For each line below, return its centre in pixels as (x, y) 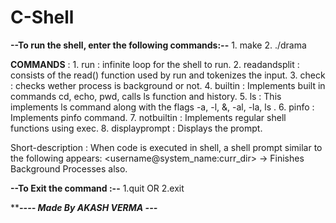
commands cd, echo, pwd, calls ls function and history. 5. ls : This (146, 96)
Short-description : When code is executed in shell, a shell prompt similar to (166, 147)
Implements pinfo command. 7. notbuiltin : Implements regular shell (148, 117)
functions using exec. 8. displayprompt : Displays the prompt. (136, 128)
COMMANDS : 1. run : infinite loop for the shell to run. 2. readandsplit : (155, 64)
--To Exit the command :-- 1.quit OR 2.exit (97, 188)
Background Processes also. (69, 168)
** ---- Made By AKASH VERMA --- (84, 207)
